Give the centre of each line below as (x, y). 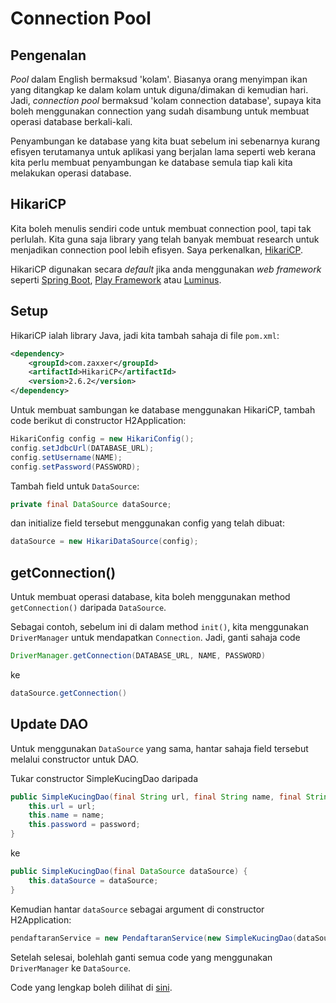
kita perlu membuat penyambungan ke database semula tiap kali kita (151, 162)
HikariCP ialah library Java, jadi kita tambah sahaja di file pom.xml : (145, 335)
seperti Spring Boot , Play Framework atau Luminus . (116, 279)
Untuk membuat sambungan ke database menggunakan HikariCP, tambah (163, 410)
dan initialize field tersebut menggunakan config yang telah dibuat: (147, 523)
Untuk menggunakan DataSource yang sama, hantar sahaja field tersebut (159, 748)
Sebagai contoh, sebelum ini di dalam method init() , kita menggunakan (159, 627)
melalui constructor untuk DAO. (74, 759)
